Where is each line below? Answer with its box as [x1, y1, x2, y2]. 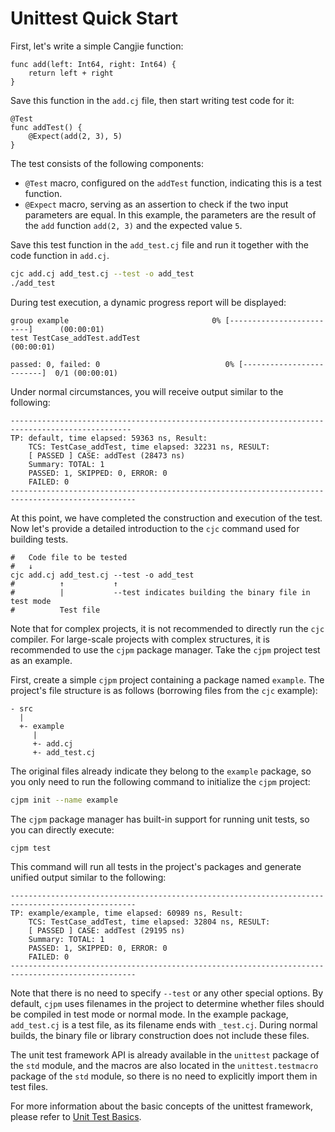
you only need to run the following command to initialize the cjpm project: [10, 775, 311, 787]
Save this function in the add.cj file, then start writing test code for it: [10, 94, 295, 106]
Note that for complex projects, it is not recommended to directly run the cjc [10, 622, 325, 634]
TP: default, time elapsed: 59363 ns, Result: [10, 433, 208, 443]
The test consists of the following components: [10, 157, 204, 169]
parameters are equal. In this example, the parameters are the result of [24, 208, 317, 221]
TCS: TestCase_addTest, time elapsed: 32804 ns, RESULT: [28, 917, 271, 927]
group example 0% [10, 315, 222, 326]
